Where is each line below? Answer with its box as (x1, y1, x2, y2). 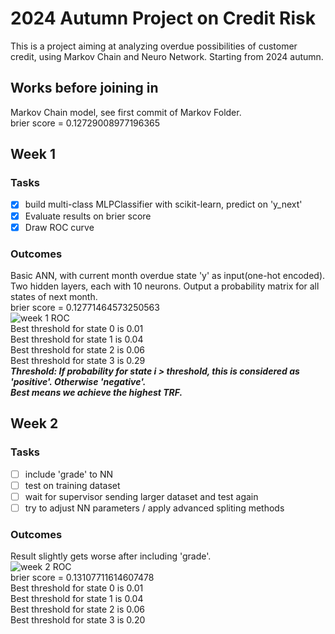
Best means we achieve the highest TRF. (10, 386, 183, 398)
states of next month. (10, 290, 98, 302)
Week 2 (10, 415, 59, 432)
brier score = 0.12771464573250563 (10, 301, 160, 313)
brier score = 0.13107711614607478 (10, 572, 155, 584)
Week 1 (10, 146, 56, 163)
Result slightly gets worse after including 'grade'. (10, 550, 212, 562)
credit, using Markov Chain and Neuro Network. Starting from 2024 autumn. (10, 50, 324, 62)
